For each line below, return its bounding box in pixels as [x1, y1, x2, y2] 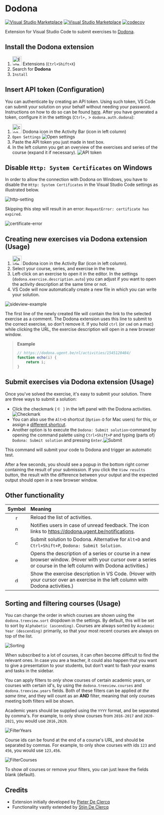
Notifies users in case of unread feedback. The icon [30, 522, 149, 529]
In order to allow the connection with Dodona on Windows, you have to [5, 177, 148, 182]
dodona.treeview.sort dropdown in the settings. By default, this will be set [5, 617, 154, 623]
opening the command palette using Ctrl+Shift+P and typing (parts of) [12, 432, 155, 438]
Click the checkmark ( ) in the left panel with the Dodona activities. [12, 406, 152, 412]
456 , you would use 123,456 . [5, 747, 61, 753]
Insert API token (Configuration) [5, 85, 105, 94]
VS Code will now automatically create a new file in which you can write [12, 286, 157, 292]
